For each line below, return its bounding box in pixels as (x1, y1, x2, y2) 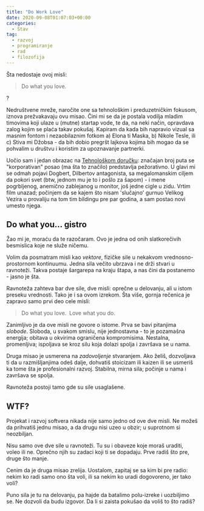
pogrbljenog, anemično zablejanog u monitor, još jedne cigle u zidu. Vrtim (6, 182, 191, 190)
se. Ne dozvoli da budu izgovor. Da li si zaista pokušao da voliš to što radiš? (6, 498, 195, 505)
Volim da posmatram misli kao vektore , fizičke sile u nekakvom (6, 253, 163, 261)
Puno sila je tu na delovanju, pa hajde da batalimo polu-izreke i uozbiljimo (6, 492, 190, 499)
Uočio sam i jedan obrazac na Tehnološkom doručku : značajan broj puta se (6, 156, 195, 164)
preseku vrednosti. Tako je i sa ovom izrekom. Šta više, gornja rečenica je (6, 291, 190, 298)
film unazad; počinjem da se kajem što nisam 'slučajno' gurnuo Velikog (6, 189, 184, 196)
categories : (6, 20, 36, 26)
